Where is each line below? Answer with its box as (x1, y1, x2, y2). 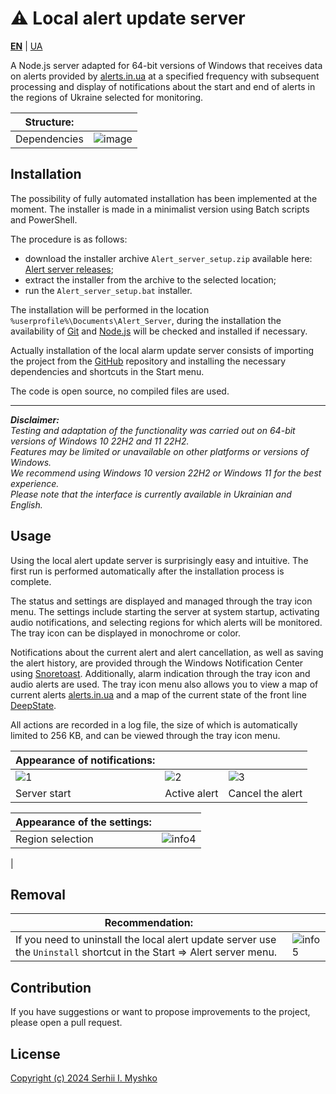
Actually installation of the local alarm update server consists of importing (10, 344, 315, 356)
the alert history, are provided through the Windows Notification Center (10, 657, 304, 669)
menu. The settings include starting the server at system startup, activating (10, 605, 320, 617)
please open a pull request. (10, 1017, 123, 1029)
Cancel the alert (228, 786, 303, 800)
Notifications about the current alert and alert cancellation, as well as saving (10, 646, 324, 658)
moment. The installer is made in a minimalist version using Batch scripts (10, 203, 310, 215)
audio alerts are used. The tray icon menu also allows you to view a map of (10, 678, 319, 690)
